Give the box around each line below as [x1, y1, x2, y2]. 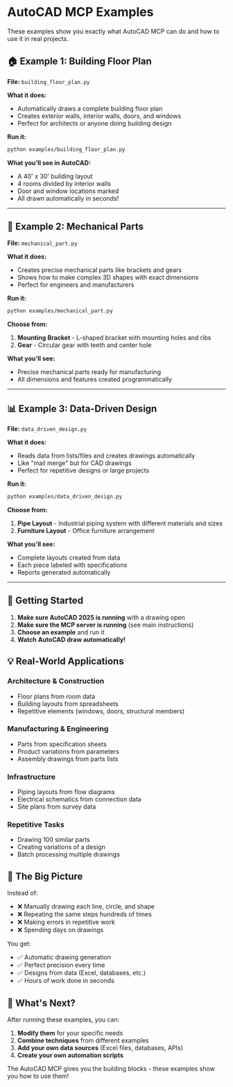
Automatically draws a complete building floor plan [17, 104, 163, 112]
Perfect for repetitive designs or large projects [17, 466, 150, 475]
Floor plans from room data [17, 692, 96, 700]
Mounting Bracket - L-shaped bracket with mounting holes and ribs [17, 334, 212, 342]
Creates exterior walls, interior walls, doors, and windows [17, 112, 182, 120]
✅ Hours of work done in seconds [17, 977, 114, 985]
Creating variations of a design [17, 843, 105, 851]
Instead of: [7, 889, 38, 898]
